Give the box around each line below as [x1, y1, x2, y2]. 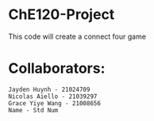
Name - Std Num [8, 106, 59, 114]
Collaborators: [8, 59, 106, 78]
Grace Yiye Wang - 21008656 [8, 99, 102, 108]
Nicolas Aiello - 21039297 [8, 93, 98, 100]
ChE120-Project [8, 6, 115, 24]
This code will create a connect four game [8, 32, 147, 41]
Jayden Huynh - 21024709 [8, 85, 90, 93]
